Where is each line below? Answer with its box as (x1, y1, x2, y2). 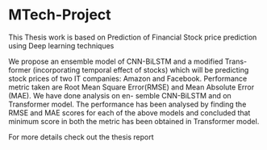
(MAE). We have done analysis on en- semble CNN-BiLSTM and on (8, 90, 232, 100)
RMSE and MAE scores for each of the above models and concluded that (8, 107, 251, 118)
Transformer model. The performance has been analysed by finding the (8, 99, 247, 109)
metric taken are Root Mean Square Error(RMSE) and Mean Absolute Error (8, 82, 255, 92)
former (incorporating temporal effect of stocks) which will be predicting (8, 65, 249, 74)
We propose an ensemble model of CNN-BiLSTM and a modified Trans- (8, 56, 248, 66)
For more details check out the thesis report (8, 131, 155, 142)
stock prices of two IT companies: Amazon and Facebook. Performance (8, 73, 248, 83)
